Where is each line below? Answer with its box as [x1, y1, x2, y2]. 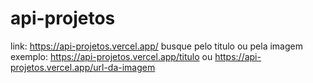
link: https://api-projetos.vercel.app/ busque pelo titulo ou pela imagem [10, 40, 303, 52]
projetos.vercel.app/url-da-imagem [10, 61, 156, 73]
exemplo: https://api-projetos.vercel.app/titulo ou [10, 50, 213, 62]
